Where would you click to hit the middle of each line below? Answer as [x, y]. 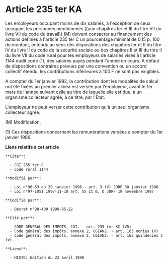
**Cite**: [16, 156]
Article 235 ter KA [44, 9]
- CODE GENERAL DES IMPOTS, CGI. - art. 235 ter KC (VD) [71, 227]
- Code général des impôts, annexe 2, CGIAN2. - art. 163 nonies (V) [84, 231]
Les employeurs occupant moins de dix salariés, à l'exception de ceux [78, 23]
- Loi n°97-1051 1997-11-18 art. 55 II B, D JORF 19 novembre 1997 [82, 191]
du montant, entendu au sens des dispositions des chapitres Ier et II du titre [83, 44]
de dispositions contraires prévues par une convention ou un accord [76, 66]
